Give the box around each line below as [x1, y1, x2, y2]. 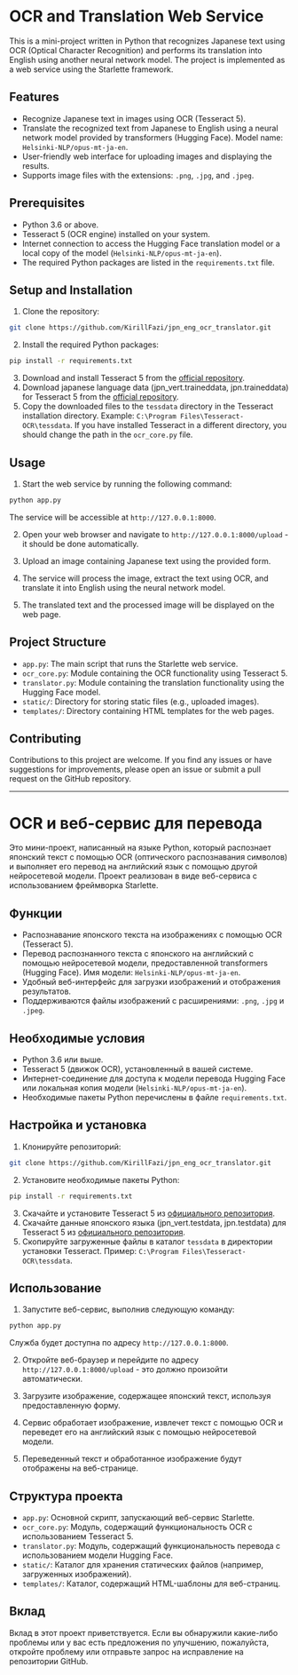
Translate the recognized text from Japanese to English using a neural [21, 123, 278, 133]
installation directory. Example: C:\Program [21, 410, 177, 421]
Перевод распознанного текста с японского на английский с [21, 949, 255, 959]
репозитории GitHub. [9, 1655, 89, 1666]
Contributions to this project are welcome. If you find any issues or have [9, 755, 272, 766]
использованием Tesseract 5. [21, 1531, 134, 1542]
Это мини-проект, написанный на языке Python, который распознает [9, 842, 272, 853]
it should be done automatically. [21, 538, 139, 549]
